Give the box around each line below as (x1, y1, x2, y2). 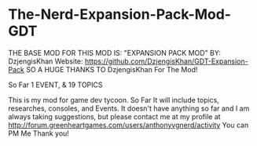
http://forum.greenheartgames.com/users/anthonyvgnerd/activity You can (8, 120, 249, 130)
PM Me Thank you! (8, 128, 69, 138)
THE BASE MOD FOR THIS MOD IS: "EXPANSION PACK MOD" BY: (8, 48, 222, 57)
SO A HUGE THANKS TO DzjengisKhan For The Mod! (26, 64, 198, 74)
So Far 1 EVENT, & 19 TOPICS (8, 80, 104, 89)
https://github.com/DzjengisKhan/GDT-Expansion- (84, 57, 249, 66)
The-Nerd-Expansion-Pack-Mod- (8, 5, 232, 24)
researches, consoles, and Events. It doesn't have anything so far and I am (8, 104, 250, 113)
